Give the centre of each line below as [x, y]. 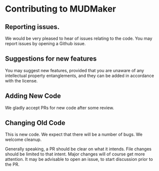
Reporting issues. [32, 27]
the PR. [12, 164]
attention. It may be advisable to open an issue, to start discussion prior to [79, 159]
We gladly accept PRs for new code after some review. [60, 108]
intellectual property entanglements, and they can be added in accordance [79, 76]
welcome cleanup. [24, 140]
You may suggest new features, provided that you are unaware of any [75, 70]
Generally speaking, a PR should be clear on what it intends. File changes [78, 149]
